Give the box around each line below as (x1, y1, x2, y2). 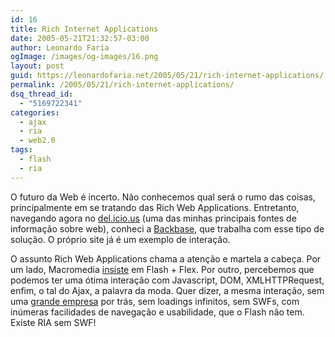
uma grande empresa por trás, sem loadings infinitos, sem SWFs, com (10, 295, 300, 307)
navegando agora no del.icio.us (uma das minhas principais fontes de (10, 212, 297, 224)
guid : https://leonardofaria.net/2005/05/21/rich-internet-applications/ (10, 71, 325, 81)
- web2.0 (19, 136, 56, 146)
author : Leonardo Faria (10, 42, 110, 53)
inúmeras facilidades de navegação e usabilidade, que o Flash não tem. (10, 306, 305, 318)
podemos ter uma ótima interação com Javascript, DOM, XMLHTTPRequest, (10, 274, 325, 286)
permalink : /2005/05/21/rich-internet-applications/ (10, 80, 235, 90)
